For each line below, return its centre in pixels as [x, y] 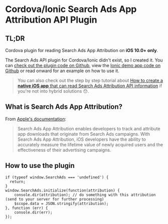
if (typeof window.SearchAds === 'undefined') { [57, 177]
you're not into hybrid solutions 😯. [53, 91]
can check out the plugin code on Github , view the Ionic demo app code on [83, 65]
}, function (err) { [27, 208]
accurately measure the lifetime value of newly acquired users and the [90, 144]
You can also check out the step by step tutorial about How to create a [90, 80]
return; [18, 181]
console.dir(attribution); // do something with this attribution [85, 195]
